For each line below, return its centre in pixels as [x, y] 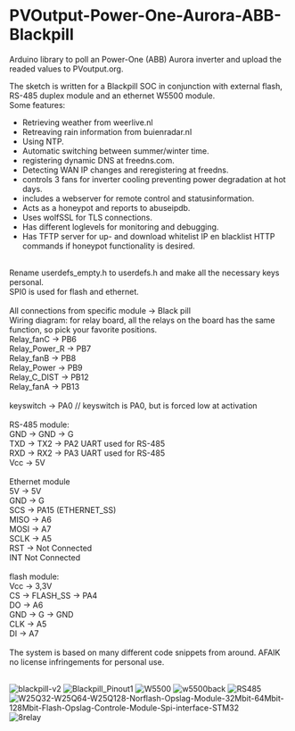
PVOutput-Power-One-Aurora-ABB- [145, 16]
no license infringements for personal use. [87, 661]
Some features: [37, 105]
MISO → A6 [30, 519]
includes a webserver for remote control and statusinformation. [138, 198]
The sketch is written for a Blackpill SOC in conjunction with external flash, [146, 86]
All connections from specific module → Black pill [100, 310]
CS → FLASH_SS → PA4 [53, 595]
